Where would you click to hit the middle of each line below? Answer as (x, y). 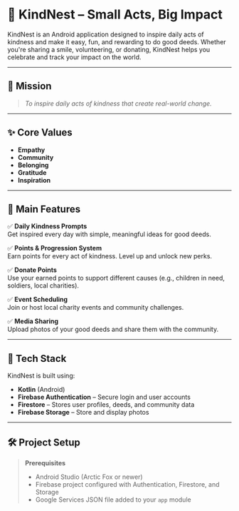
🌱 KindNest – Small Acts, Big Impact (115, 15)
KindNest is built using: (41, 376)
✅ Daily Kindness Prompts (47, 226)
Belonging (33, 165)
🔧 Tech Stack (37, 359)
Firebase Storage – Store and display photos (83, 413)
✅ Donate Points (32, 270)
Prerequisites (45, 463)
